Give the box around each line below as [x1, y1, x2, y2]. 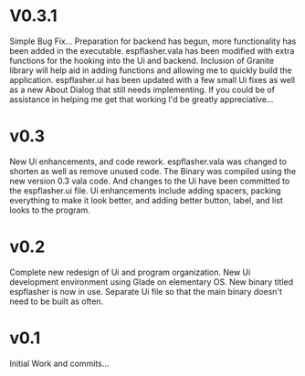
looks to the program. [9, 204, 90, 215]
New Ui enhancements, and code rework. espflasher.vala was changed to [9, 156, 288, 167]
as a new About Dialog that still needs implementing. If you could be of [9, 84, 276, 95]
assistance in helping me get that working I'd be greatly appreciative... [9, 93, 274, 105]
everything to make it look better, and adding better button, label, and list [9, 194, 283, 205]
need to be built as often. [9, 296, 104, 307]
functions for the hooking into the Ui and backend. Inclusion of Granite [9, 55, 275, 66]
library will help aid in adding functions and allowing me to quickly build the [9, 65, 292, 76]
